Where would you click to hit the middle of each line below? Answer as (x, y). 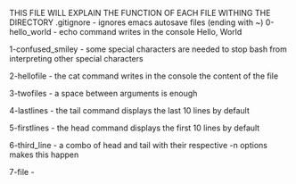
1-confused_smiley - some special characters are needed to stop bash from (148, 49)
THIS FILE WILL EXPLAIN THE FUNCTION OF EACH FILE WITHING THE (140, 13)
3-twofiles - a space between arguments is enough (103, 93)
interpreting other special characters (77, 59)
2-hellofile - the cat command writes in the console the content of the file (144, 76)
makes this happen (44, 155)
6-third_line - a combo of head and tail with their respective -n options (138, 145)
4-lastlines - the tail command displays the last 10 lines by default (129, 110)
